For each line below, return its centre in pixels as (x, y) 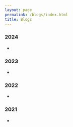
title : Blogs (18, 19)
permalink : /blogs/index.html (36, 15)
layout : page (18, 10)
